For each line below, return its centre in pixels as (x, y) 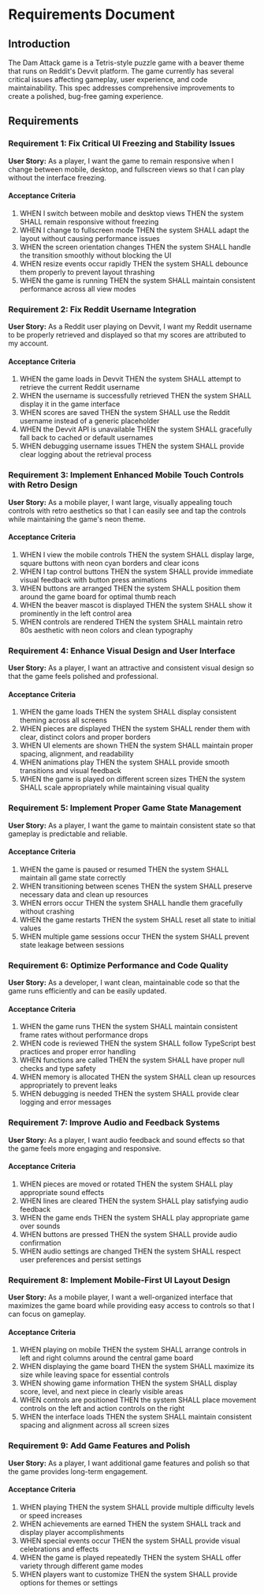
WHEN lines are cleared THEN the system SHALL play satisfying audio (134, 1201)
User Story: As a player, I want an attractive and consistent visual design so (131, 668)
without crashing (47, 911)
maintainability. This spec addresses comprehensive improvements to (121, 88)
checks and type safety (58, 1069)
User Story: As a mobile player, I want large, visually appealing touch (120, 502)
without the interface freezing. (57, 177)
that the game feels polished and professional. (84, 677)
